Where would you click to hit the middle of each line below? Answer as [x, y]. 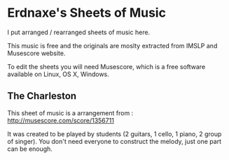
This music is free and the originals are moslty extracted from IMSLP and [112, 45]
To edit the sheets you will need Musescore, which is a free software [106, 66]
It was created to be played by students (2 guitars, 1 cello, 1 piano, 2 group [114, 133]
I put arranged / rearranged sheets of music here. [79, 32]
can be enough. [30, 149]
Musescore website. [36, 53]
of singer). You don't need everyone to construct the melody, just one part [114, 141]
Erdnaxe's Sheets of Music [87, 13]
